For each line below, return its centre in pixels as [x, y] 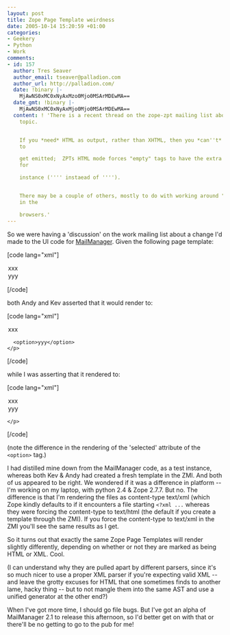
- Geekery [21, 39]
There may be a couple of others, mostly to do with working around [119, 196]
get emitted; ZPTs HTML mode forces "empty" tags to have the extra [121, 159]
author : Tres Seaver [42, 71]
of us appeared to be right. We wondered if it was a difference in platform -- [114, 482]
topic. [29, 122]
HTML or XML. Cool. [36, 554]
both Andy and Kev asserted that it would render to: [80, 303]
